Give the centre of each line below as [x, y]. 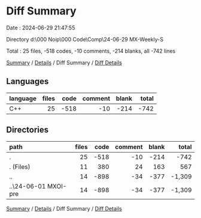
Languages [28, 81]
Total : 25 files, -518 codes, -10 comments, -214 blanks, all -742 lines [91, 51]
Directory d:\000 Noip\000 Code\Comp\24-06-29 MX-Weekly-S [85, 39]
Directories [28, 130]
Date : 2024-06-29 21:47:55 [41, 28]
